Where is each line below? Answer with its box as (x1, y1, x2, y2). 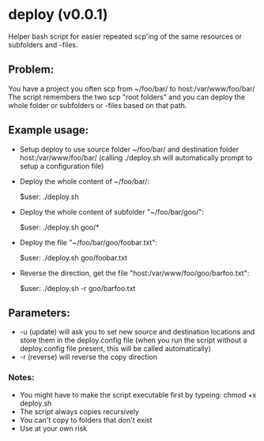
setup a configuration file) (19, 161, 104, 170)
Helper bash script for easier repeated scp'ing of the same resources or (8, 32, 243, 41)
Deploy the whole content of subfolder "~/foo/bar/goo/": (19, 207, 204, 216)
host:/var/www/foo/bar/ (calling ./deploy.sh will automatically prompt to (19, 152, 253, 163)
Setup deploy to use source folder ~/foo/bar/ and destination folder (19, 144, 239, 154)
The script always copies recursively (19, 406, 140, 416)
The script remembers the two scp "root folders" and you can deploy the (8, 92, 246, 102)
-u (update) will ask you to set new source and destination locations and (19, 327, 255, 337)
